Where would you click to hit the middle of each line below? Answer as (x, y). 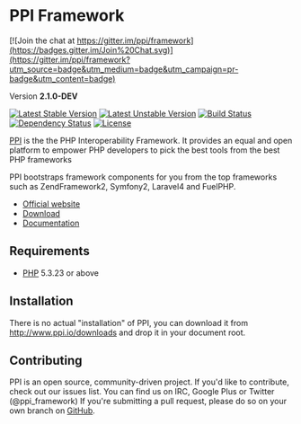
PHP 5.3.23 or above (61, 273)
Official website (51, 204)
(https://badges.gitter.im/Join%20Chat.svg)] (91, 49)
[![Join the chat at (42, 40)
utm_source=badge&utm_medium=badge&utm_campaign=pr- (124, 69)
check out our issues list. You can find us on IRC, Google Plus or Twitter (142, 392)
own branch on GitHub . (53, 411)
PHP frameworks (40, 159)
